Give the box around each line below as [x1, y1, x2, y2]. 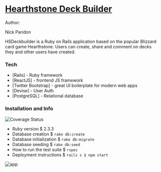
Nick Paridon [5, 29, 31, 35]
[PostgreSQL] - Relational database [12, 93, 83, 99]
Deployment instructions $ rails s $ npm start [12, 151, 108, 157]
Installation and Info [5, 105, 54, 112]
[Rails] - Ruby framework [12, 72, 62, 78]
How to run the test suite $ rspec [12, 147, 78, 152]
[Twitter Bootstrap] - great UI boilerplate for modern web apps [12, 83, 138, 88]
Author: [5, 20, 20, 25]
